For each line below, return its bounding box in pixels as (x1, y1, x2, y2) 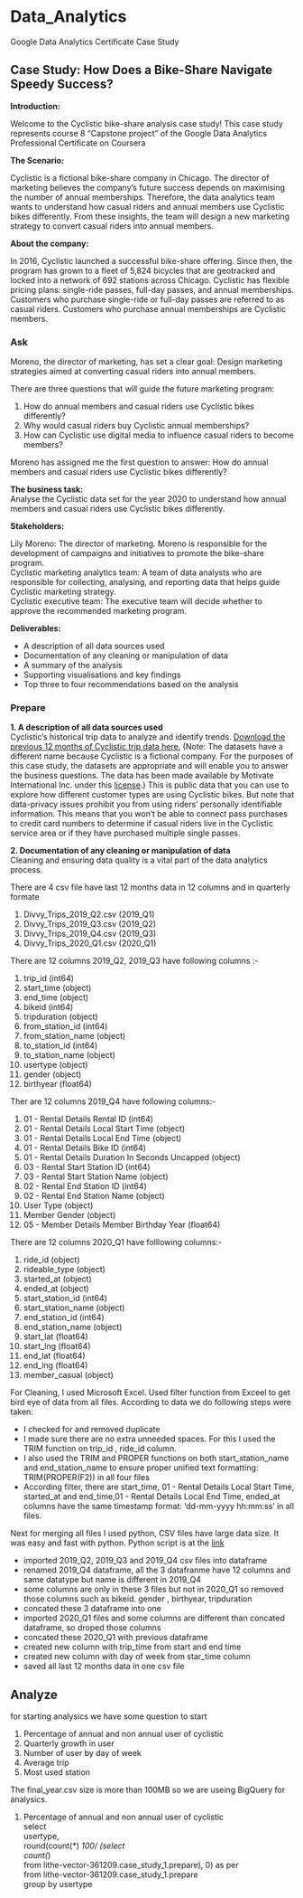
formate (10, 892, 40, 902)
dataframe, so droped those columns (23, 1622, 161, 1633)
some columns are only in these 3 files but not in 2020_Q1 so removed (23, 1584, 285, 1595)
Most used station (23, 1767, 91, 1778)
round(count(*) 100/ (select (23, 1840, 125, 1851)
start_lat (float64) (23, 1331, 88, 1342)
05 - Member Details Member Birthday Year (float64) (23, 1219, 221, 1231)
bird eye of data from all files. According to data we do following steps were (10, 1397, 292, 1408)
